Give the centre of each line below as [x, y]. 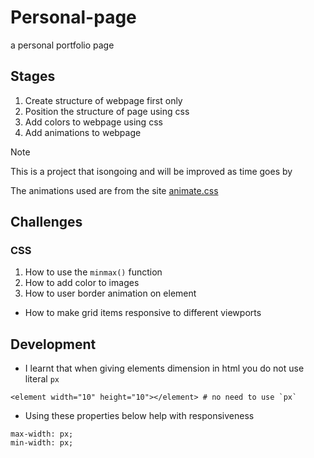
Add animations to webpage [83, 132]
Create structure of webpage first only [103, 100]
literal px [42, 379]
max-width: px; [42, 434]
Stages [33, 76]
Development [53, 344]
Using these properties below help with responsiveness [139, 416]
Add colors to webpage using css [93, 122]
